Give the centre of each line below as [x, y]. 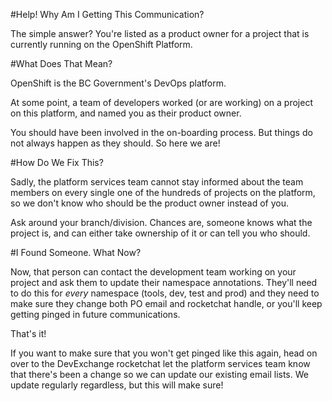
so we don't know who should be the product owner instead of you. [149, 203]
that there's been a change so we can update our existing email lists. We [159, 374]
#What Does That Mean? [61, 63]
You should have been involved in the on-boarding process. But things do [161, 132]
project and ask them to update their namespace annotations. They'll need [164, 282]
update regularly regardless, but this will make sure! [117, 385]
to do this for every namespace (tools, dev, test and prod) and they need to [165, 293]
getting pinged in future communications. [95, 314]
